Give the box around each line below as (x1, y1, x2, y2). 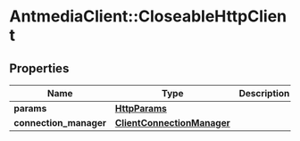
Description (238, 87, 290, 99)
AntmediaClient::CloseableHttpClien (9, 6, 287, 27)
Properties (9, 61, 70, 76)
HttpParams (114, 103, 167, 114)
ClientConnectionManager (114, 117, 230, 129)
